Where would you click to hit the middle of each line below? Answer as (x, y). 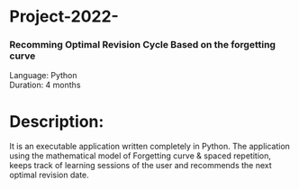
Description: (57, 121)
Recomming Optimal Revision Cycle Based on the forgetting (143, 45)
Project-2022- (64, 17)
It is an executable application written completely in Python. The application (150, 147)
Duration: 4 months (45, 85)
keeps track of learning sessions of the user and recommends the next (140, 166)
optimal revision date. (50, 175)
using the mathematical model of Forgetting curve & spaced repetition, (140, 156)
